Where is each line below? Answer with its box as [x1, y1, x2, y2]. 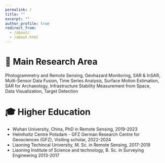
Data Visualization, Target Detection [5, 88, 78, 94]
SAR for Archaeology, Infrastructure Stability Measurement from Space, [5, 82, 151, 89]
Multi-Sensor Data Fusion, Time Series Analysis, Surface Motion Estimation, [5, 78, 160, 83]
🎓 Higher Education [5, 107, 91, 118]
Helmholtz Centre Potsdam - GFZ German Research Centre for [12, 131, 140, 137]
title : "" [5, 12, 26, 17]
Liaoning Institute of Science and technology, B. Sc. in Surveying [12, 147, 144, 153]
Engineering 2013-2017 [12, 152, 60, 158]
